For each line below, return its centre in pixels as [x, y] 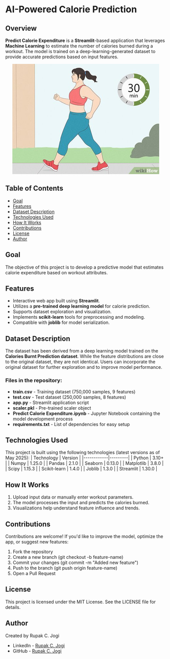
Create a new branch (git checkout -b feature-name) [68, 557]
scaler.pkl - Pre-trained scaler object [52, 408]
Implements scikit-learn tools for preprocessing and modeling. [79, 317]
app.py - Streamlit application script [51, 403]
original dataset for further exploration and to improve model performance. [84, 367]
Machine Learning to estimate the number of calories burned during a [79, 46]
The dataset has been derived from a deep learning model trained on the [82, 351]
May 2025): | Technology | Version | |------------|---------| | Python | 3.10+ [84, 458]
